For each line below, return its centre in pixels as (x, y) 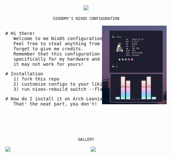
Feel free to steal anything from (57, 43)
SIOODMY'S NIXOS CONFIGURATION (86, 18)
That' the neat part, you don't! (55, 104)
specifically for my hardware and (57, 59)
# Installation (24, 74)
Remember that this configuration (57, 54)
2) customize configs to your (51, 84)
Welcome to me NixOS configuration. (59, 38)
